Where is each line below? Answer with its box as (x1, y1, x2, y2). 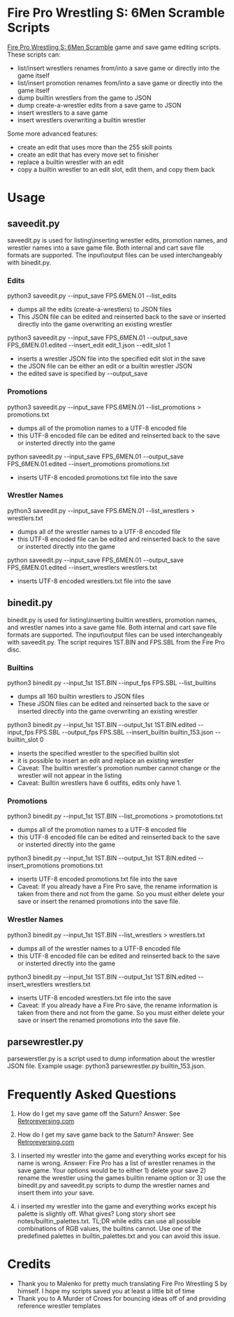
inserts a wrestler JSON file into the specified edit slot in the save (17, 354, 206, 363)
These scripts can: (7, 50, 61, 59)
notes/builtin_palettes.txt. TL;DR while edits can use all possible (17, 1217, 201, 1225)
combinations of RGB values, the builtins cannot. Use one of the (17, 1225, 202, 1233)
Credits (7, 1256, 51, 1272)
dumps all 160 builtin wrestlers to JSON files (17, 692, 145, 700)
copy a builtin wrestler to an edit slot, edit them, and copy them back (17, 165, 215, 173)
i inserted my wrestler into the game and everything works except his (17, 1202, 217, 1211)
